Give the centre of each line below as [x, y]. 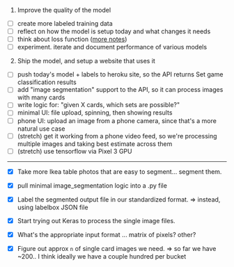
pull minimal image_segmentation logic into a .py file [92, 185]
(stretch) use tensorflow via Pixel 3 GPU [75, 151]
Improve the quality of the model [64, 10]
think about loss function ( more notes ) [72, 39]
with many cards [41, 97]
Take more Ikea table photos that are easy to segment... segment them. [119, 171]
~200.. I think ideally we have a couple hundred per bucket [102, 257]
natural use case [41, 129]
